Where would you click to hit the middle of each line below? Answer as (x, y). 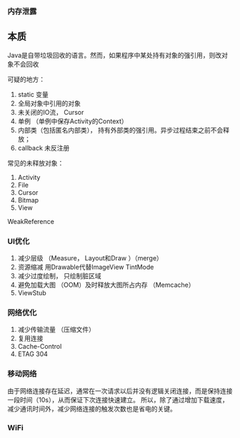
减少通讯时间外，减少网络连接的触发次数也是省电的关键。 (92, 409)
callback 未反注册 (44, 148)
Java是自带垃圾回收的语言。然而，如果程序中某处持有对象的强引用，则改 (115, 55)
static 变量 (33, 94)
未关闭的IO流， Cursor (51, 112)
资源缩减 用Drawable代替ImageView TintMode (86, 267)
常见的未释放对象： (36, 163)
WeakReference (31, 221)
